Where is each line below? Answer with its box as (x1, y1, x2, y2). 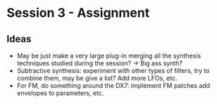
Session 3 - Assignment (6, 5, 150, 21)
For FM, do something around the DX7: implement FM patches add (16, 82, 211, 89)
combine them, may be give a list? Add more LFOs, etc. (16, 74, 178, 82)
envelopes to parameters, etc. (16, 89, 104, 97)
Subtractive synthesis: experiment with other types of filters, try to (16, 67, 210, 74)
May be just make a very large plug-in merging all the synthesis (16, 51, 201, 60)
